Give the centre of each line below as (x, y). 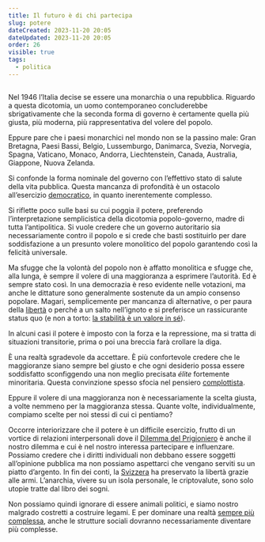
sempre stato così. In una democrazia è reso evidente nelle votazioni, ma (127, 285)
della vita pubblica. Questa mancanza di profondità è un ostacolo (114, 187)
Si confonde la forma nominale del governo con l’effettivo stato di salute (125, 178)
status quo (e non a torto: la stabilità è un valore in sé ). (97, 318)
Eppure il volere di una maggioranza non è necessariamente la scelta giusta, (132, 398)
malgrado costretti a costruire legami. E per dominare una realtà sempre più (131, 513)
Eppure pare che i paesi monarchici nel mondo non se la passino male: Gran (132, 138)
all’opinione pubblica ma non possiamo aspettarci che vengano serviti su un (132, 464)
